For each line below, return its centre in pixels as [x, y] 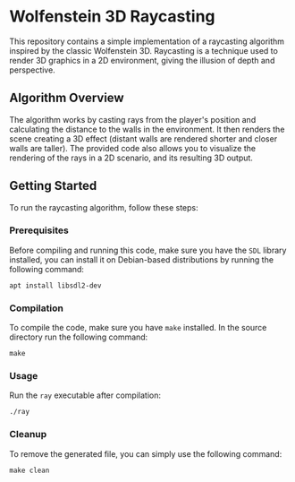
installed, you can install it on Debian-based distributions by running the [142, 259]
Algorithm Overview [67, 98]
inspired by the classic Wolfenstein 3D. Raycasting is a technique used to [144, 50]
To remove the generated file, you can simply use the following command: [146, 453]
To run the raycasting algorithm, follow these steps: [104, 207]
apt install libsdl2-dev [55, 285]
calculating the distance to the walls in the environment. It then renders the [147, 129]
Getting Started [53, 186]
